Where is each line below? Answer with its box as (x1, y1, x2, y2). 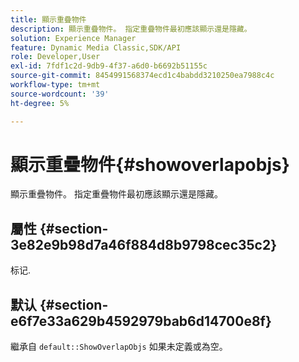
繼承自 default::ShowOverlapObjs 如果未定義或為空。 (10, 341, 228, 353)
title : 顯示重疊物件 (10, 14, 87, 25)
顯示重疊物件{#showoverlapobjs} (10, 153, 290, 176)
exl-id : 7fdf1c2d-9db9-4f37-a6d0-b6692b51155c (10, 61, 208, 71)
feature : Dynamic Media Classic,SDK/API (10, 42, 182, 53)
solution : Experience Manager (10, 33, 137, 43)
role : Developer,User (10, 52, 101, 62)
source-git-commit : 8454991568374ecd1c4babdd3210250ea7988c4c (10, 71, 275, 81)
